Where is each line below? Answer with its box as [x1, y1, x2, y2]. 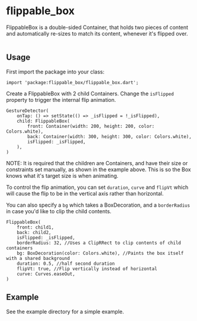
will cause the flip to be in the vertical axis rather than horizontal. [6, 190, 164, 197]
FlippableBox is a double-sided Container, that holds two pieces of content [6, 24, 188, 31]
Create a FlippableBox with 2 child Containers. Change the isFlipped [6, 90, 175, 97]
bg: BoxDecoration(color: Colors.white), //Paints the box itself [17, 250, 184, 256]
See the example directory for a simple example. [6, 308, 124, 315]
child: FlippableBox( [17, 118, 70, 124]
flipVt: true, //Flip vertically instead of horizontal [17, 265, 158, 272]
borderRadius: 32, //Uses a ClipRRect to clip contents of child [17, 240, 182, 246]
